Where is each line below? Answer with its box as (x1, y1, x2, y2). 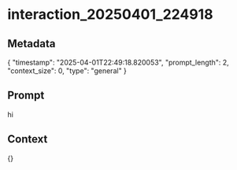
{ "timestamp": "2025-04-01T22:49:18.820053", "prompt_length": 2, (7, 57, 229, 67)
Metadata (7, 37, 56, 50)
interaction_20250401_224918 (7, 6, 213, 24)
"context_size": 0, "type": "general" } (7, 66, 128, 76)
